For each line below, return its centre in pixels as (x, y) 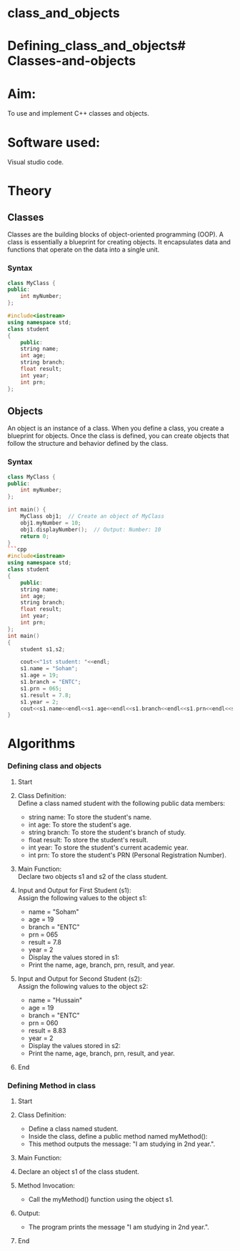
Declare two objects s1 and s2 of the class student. (92, 876)
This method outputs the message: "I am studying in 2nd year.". (122, 1144)
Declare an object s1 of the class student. (78, 1172)
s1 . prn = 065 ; (41, 688)
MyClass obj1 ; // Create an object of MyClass (92, 517)
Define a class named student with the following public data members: (121, 803)
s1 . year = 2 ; (40, 702)
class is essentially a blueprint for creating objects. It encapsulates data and (119, 242)
